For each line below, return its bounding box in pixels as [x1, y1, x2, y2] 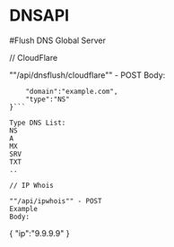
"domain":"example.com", [25, 87, 118, 96]
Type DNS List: [9, 118, 66, 127]
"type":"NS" [25, 95, 70, 104]
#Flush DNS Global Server [9, 35, 106, 46]
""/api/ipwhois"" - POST [9, 196, 102, 206]
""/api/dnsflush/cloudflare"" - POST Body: [9, 69, 166, 81]
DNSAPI [9, 5, 70, 26]
